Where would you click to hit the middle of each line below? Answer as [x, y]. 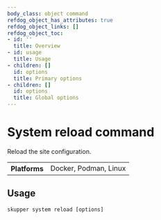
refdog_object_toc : [35, 33]
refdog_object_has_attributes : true [60, 20]
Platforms [27, 168]
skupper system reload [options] [56, 210]
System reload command [81, 132]
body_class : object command [48, 14]
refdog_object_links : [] [43, 26]
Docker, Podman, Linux [88, 168]
